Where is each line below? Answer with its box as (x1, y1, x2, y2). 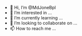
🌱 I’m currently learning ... (9, 15, 63, 20)
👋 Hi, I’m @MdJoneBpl (9, 5, 56, 10)
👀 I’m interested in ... (9, 10, 52, 16)
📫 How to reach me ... (9, 26, 56, 31)
